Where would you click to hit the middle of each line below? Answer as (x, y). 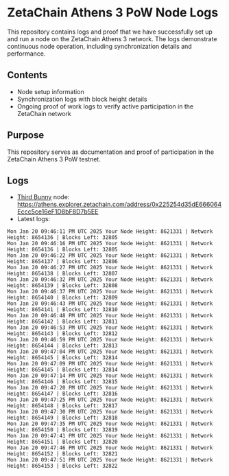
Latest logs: (33, 219)
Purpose (26, 135)
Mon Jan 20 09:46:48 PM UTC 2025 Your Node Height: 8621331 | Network (110, 316)
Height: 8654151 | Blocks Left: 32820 (62, 442)
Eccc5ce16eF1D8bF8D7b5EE (58, 212)
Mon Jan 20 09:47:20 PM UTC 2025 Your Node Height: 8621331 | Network (110, 388)
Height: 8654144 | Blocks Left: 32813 (62, 346)
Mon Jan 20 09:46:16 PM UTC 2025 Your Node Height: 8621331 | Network (110, 244)
